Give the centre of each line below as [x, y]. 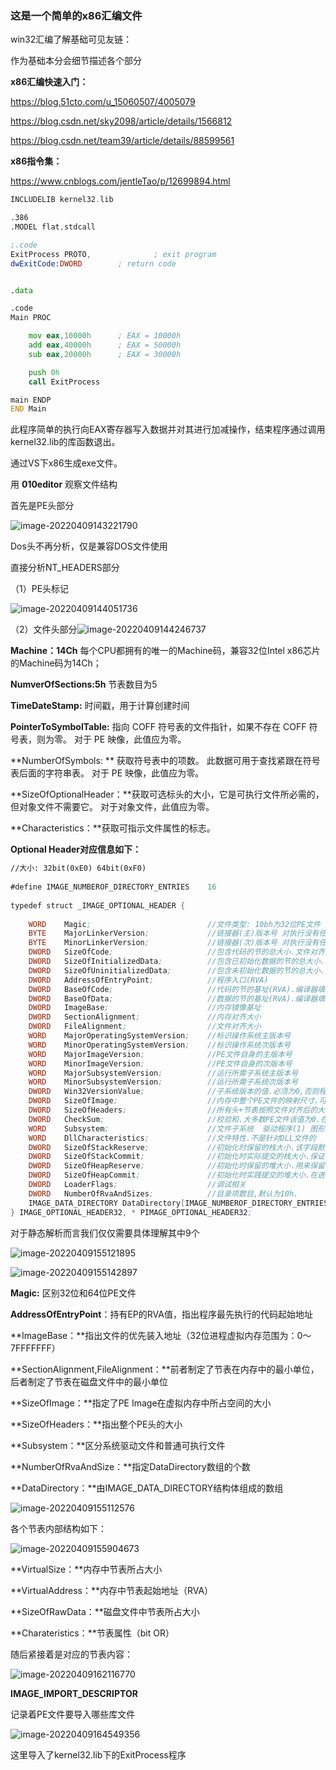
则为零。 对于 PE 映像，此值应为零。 [111, 739]
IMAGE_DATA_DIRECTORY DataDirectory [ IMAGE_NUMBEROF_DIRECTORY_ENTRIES [178, 1203]
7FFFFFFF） [35, 1348]
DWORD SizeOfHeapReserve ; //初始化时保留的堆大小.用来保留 [176, 1166]
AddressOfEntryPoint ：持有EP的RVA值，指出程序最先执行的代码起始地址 [161, 1314]
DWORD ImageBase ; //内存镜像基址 [145, 1008]
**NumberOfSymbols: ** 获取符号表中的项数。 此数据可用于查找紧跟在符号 [165, 761]
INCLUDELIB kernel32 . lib [62, 200]
